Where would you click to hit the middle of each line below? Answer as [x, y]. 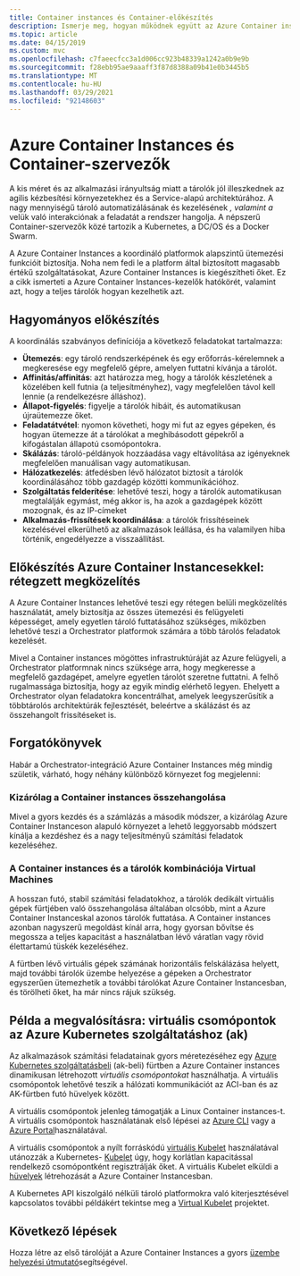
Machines [31, 879]
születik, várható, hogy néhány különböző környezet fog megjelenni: [135, 773]
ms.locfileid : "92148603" [57, 101]
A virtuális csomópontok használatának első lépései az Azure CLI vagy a [142, 1121]
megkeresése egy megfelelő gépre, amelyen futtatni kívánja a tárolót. [150, 368]
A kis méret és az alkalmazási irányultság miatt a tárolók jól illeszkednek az [147, 189]
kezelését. [28, 640]
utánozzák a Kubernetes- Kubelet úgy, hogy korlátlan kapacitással [131, 1157]
